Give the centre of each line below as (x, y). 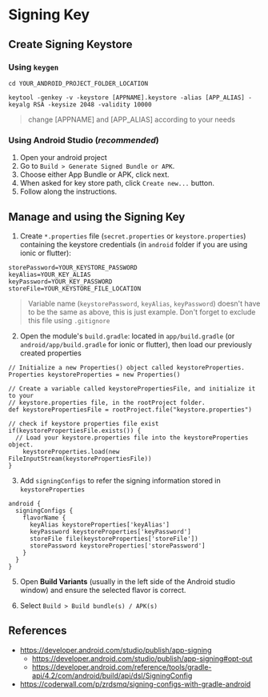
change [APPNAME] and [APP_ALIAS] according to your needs (132, 119)
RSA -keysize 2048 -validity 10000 (92, 104)
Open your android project (64, 158)
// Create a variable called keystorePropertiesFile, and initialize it (132, 389)
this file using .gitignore (69, 320)
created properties (50, 353)
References (38, 631)
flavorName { (44, 518)
